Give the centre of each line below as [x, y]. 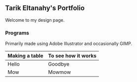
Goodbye [59, 64]
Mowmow [59, 72]
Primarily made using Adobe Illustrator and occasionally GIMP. [69, 43]
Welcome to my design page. [35, 20]
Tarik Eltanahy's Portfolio [45, 8]
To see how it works [72, 56]
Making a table [25, 56]
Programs [17, 33]
